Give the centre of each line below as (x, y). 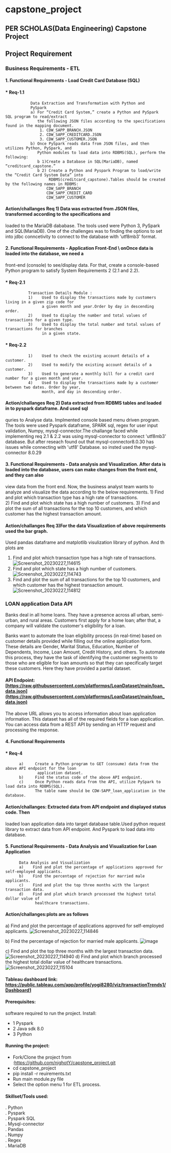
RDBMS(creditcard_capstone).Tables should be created (107, 180)
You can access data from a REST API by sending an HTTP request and (80, 724)
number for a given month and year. (44, 378)
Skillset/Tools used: (27, 1096)
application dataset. (60, 773)
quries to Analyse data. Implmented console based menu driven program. (83, 420)
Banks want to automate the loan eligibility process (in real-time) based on (83, 636)
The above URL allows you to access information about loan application (81, 713)
